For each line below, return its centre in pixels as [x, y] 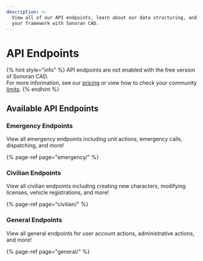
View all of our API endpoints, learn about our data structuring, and [105, 18]
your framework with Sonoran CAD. [55, 23]
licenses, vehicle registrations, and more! [58, 192]
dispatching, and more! [35, 145]
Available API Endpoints [53, 108]
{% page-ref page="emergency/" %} [53, 157]
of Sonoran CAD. [27, 76]
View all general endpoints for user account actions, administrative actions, [101, 233]
